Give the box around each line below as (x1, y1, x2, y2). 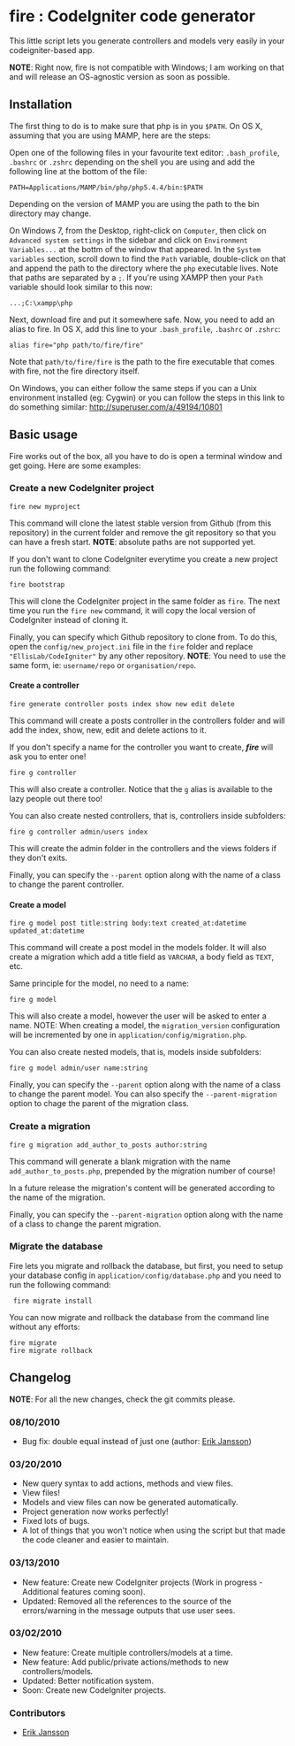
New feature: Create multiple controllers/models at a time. (21, 1647, 233, 1658)
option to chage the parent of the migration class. (9, 1098, 190, 1109)
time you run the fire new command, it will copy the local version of (9, 604, 256, 616)
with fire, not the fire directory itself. (9, 365, 140, 376)
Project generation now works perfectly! (21, 1506, 170, 1517)
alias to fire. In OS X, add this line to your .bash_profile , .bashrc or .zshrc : (9, 323, 281, 334)
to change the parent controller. (9, 879, 125, 890)
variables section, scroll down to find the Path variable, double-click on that (9, 253, 286, 264)
